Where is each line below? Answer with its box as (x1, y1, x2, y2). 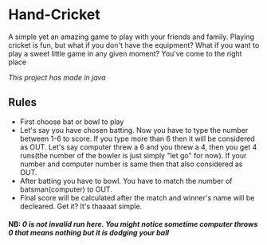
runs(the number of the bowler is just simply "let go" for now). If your (19, 150, 247, 160)
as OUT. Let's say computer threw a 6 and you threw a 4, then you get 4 (19, 142, 257, 152)
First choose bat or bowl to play (19, 117, 124, 126)
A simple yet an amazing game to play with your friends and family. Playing (8, 32, 255, 41)
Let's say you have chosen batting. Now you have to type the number (19, 125, 249, 134)
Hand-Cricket (8, 6, 101, 24)
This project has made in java (8, 72, 106, 82)
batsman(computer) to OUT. (19, 185, 113, 194)
